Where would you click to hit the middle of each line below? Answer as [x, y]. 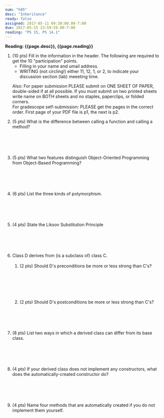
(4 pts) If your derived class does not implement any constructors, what [84, 369]
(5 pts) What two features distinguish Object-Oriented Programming [81, 158]
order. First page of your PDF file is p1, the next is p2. [66, 112]
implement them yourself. [38, 410]
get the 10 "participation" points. [45, 61]
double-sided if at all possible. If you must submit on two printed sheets [84, 91]
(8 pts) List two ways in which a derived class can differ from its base [82, 333]
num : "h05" [16, 10]
